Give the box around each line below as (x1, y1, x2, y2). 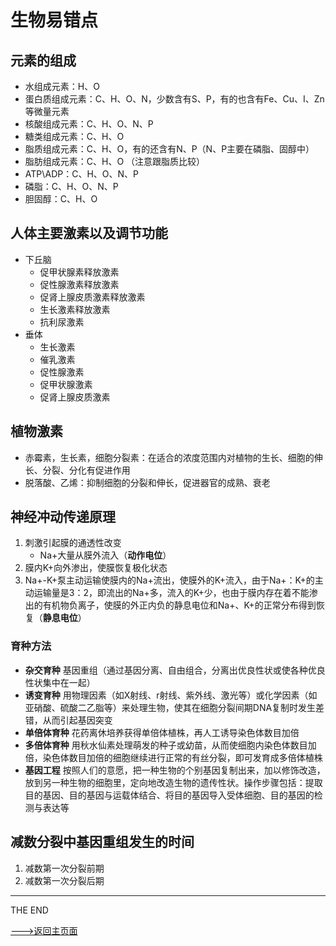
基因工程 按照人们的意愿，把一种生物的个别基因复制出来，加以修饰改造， (24, 764, 326, 776)
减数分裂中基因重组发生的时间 (10, 834, 195, 851)
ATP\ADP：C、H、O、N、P (24, 168, 140, 180)
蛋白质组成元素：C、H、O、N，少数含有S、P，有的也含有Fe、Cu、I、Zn (24, 93, 325, 105)
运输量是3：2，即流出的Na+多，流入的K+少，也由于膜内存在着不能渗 (33, 587, 318, 599)
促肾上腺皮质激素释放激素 (39, 291, 146, 303)
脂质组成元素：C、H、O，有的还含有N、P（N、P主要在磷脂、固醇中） (24, 143, 315, 155)
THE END (10, 904, 49, 916)
